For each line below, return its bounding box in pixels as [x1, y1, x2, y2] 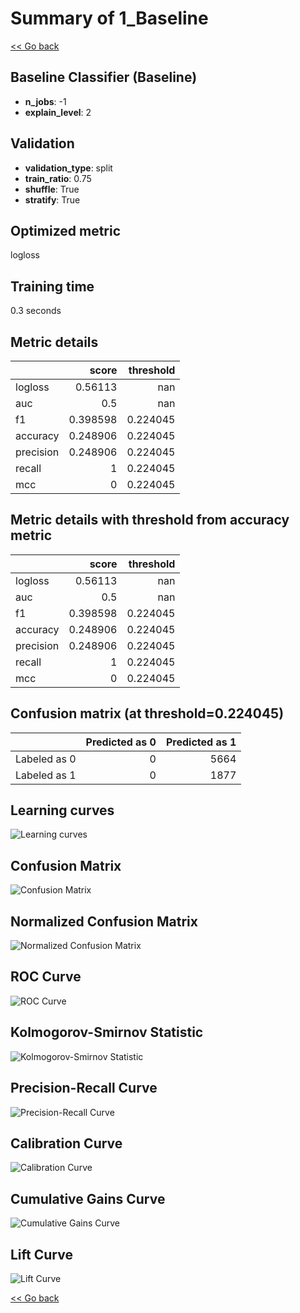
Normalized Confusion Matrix [10, 913, 198, 930]
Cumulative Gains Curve [10, 1190, 166, 1207]
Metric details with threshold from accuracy [10, 512, 290, 529]
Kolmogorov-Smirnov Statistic [10, 1024, 204, 1041]
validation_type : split [24, 162, 113, 174]
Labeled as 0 [15, 752, 77, 766]
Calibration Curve [10, 1135, 123, 1152]
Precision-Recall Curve [10, 1080, 158, 1097]
